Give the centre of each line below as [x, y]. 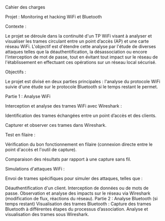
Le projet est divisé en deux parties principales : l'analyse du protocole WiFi [83, 82]
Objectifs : [16, 72]
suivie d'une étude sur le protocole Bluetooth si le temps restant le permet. [82, 87]
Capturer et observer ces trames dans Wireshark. [56, 125]
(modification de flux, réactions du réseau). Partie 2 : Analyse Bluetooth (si [82, 198]
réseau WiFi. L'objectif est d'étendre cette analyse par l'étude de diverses [81, 46]
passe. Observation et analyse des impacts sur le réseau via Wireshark [78, 193]
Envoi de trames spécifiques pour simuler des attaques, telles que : [74, 178]
